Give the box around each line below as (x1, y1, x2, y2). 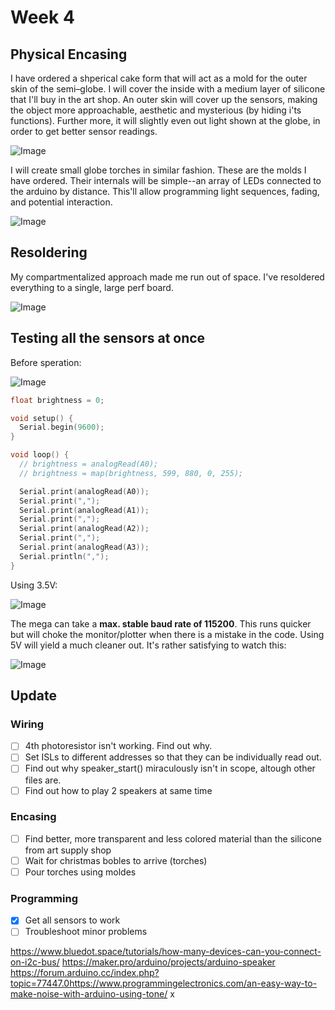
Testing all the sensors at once (10, 330, 206, 347)
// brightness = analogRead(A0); (19, 459, 159, 469)
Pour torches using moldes (24, 866, 137, 878)
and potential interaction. (10, 196, 113, 208)
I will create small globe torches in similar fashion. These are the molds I (10, 164, 307, 176)
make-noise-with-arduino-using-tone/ (10, 988, 168, 1000)
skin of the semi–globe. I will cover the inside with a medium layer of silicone (10, 83, 326, 95)
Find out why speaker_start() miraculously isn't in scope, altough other (24, 762, 316, 775)
